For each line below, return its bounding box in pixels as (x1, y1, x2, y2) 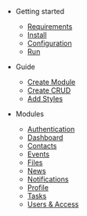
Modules (15, 109, 45, 119)
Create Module (27, 78, 76, 86)
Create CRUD (27, 86, 71, 95)
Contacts (27, 141, 57, 150)
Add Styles (27, 94, 63, 103)
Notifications (27, 174, 69, 184)
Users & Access (27, 200, 79, 209)
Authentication (27, 125, 75, 134)
